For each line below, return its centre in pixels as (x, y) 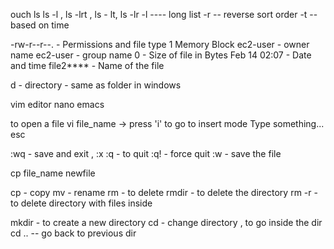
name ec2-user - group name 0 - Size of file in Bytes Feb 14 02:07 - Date (161, 55)
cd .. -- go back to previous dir (73, 233)
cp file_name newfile (53, 173)
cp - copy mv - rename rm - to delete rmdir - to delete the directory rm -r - (164, 192)
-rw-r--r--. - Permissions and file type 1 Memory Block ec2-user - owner (160, 44)
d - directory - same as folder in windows (96, 85)
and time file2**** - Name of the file (87, 65)
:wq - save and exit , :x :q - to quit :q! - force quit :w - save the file (146, 153)
